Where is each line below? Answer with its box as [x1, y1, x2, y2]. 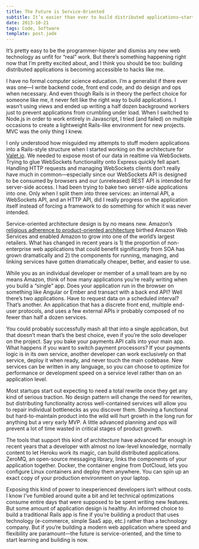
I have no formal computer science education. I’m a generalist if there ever [6, 78, 188, 85]
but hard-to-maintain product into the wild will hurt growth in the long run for [6, 412, 193, 420]
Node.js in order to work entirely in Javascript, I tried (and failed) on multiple [6, 115, 192, 122]
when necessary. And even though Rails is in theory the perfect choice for [6, 90, 187, 97]
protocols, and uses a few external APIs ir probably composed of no [18, 307, 185, 315]
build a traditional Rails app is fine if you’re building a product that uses [6, 511, 179, 518]
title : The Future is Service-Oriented [6, 8, 105, 15]
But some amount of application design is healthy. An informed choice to [6, 505, 184, 512]
